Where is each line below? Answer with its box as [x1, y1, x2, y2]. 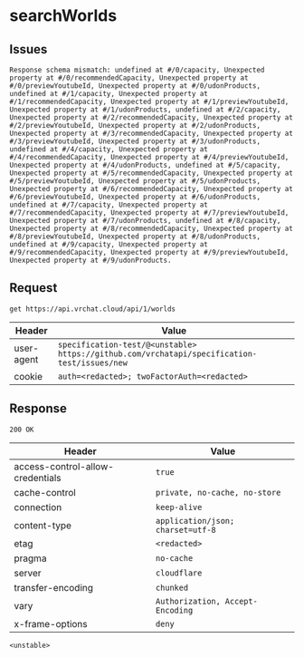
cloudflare [155, 567, 203, 578]
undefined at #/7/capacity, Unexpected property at [9, 200, 208, 209]
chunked [155, 582, 188, 593]
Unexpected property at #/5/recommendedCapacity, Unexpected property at [9, 169, 294, 178]
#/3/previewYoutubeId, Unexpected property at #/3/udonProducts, [9, 137, 261, 146]
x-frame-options [14, 617, 88, 630]
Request [9, 280, 58, 295]
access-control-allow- [14, 459, 115, 472]
